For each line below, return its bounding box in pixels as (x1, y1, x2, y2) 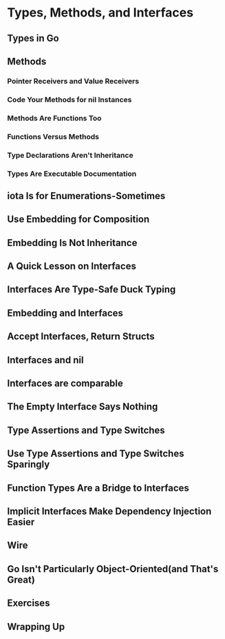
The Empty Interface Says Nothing (7, 401, 158, 413)
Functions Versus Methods (7, 132, 100, 141)
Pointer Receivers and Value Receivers (7, 76, 140, 85)
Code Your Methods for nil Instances (7, 94, 132, 104)
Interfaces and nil (7, 354, 84, 366)
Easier (7, 516, 35, 528)
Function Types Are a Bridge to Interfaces (7, 482, 189, 494)
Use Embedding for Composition (7, 214, 150, 225)
